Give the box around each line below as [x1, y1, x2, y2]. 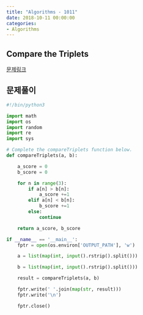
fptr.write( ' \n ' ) [17, 292, 62, 298]
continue [38, 214, 62, 220]
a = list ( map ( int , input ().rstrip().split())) [17, 253, 138, 259]
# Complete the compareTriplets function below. [6, 147, 133, 153]
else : [28, 209, 43, 215]
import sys [6, 136, 34, 142]
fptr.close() [17, 303, 51, 309]
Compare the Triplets [6, 48, 89, 59]
